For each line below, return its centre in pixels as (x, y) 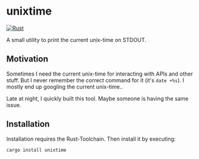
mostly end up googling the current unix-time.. (65, 87)
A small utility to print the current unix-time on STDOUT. (76, 40)
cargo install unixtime (37, 150)
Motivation (27, 59)
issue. (14, 105)
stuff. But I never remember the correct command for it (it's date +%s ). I (95, 80)
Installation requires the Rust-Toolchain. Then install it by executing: (91, 139)
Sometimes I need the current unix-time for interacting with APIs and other (100, 74)
